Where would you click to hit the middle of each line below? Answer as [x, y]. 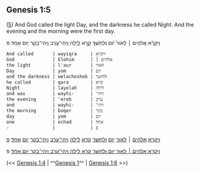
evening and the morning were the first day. [61, 31]
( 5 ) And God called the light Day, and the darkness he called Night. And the [100, 24]
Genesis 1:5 [29, 10]
